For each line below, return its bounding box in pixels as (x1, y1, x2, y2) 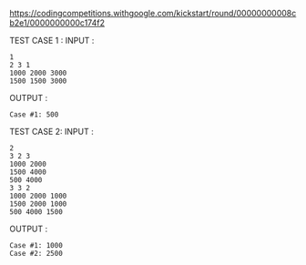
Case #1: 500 (9, 110, 59, 119)
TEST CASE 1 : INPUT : (9, 36, 95, 46)
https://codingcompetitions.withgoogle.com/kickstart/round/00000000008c (9, 8, 297, 18)
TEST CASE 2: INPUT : (9, 127, 94, 137)
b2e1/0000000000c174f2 (9, 17, 105, 28)
